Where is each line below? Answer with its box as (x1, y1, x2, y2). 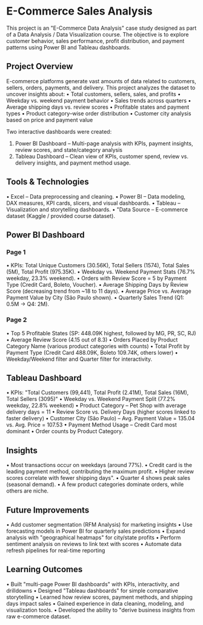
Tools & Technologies (6, 177, 89, 187)
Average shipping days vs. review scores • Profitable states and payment (6, 103, 190, 111)
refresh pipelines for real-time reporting (6, 547, 105, 554)
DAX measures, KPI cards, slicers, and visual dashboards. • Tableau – (6, 199, 181, 207)
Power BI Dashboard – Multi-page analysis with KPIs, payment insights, (15, 140, 193, 147)
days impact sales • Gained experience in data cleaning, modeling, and (6, 599, 184, 607)
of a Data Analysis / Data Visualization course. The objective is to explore (6, 30, 189, 38)
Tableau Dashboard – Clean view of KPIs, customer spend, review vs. (15, 152, 189, 160)
